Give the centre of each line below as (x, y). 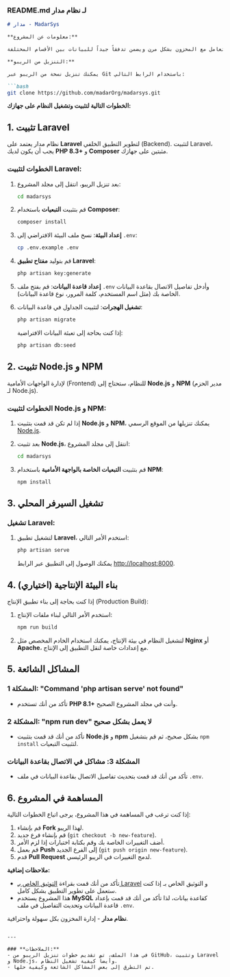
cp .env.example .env (48, 248)
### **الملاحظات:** (33, 949)
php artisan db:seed (46, 345)
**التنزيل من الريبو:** (41, 61)
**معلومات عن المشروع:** (42, 37)
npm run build (37, 627)
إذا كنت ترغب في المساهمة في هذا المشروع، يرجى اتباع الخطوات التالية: (99, 814)
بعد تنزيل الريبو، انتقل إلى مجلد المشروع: (69, 184)
